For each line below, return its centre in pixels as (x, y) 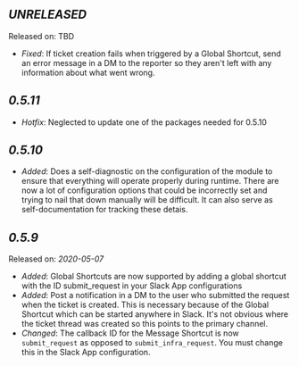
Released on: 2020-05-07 (56, 259)
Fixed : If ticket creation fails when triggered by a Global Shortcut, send (151, 54)
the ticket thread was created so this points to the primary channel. (145, 324)
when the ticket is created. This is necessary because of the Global (145, 305)
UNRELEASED (47, 15)
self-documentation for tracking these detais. (104, 210)
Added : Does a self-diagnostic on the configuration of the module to (147, 171)
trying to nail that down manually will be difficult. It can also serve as (147, 200)
